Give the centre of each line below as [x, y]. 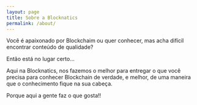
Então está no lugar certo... [41, 59]
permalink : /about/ [31, 23]
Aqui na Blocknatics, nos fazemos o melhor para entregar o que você [94, 71]
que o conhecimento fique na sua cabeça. [60, 84]
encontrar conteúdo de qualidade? [50, 47]
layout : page [23, 12]
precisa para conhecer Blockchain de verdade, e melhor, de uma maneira [99, 78]
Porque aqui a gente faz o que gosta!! [54, 96]
